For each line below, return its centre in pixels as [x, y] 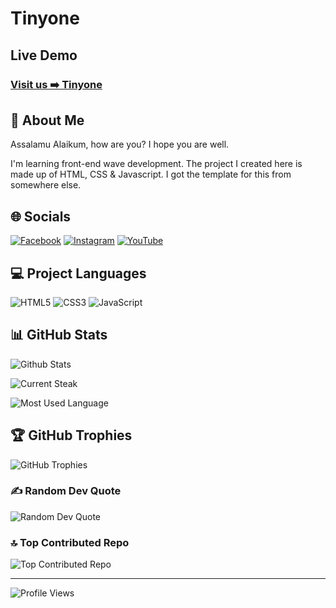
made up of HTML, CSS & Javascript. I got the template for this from [151, 174]
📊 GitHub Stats [59, 335]
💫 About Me [47, 120]
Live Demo [44, 55]
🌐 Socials [41, 216]
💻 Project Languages [78, 273]
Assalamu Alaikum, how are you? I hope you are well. [120, 144]
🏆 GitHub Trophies [71, 435]
